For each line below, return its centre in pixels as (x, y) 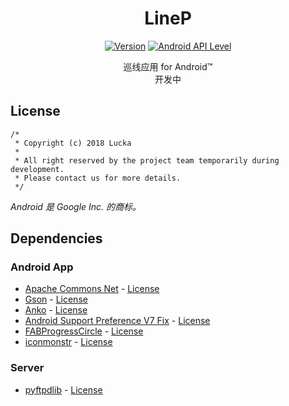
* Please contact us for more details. (98, 178)
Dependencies (56, 238)
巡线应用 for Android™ (168, 66)
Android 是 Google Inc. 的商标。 (76, 206)
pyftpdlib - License (63, 389)
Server (27, 368)
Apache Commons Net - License (92, 289)
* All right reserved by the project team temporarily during (147, 160)
